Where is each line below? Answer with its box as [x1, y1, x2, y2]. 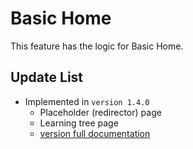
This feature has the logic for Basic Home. [10, 40, 184, 52]
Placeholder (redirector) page [39, 106, 162, 118]
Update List [10, 69, 84, 86]
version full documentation [39, 127, 151, 139]
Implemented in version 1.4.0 [24, 95, 150, 107]
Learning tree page [39, 117, 119, 129]
